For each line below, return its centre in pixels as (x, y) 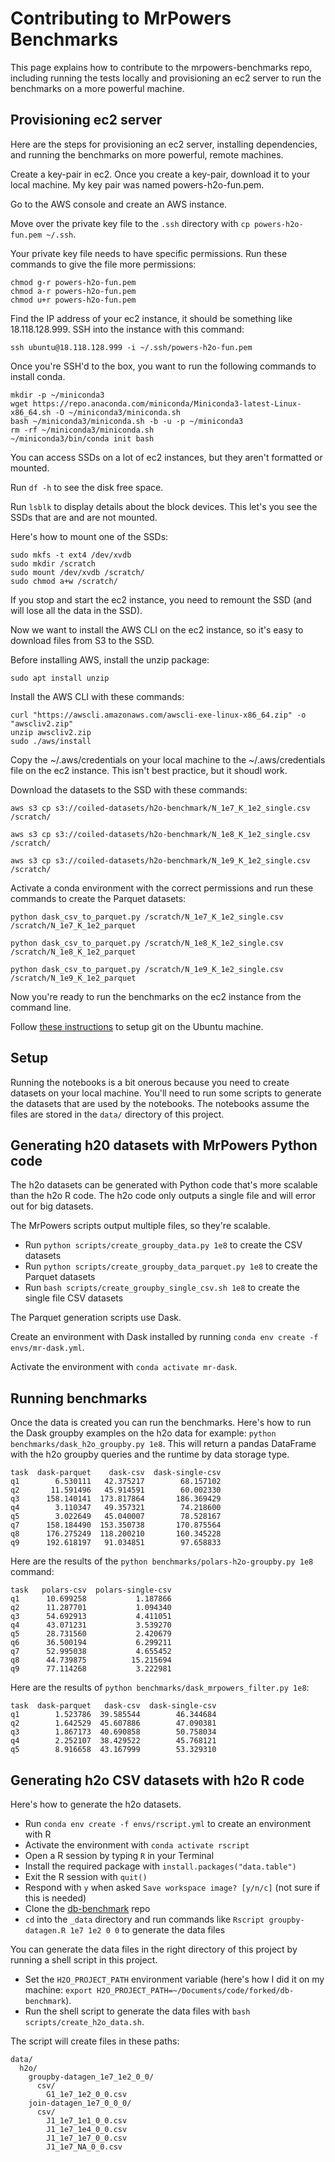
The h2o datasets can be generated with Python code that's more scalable (164, 1185)
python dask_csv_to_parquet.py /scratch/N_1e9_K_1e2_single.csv (147, 969)
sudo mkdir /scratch (53, 563)
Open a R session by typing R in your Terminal (119, 1855)
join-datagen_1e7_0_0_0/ (80, 2103)
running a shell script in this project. (84, 1960)
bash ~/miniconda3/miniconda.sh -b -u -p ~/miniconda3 (127, 421)
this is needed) (55, 1898)
